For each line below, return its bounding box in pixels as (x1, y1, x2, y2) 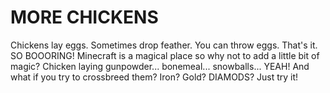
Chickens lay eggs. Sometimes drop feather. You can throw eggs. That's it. (10, 39, 318, 51)
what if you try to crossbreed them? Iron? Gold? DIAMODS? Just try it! (10, 71, 299, 83)
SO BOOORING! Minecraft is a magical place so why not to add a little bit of (10, 49, 320, 61)
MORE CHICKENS (10, 6, 159, 29)
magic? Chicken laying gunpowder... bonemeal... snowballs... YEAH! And (10, 60, 310, 72)
